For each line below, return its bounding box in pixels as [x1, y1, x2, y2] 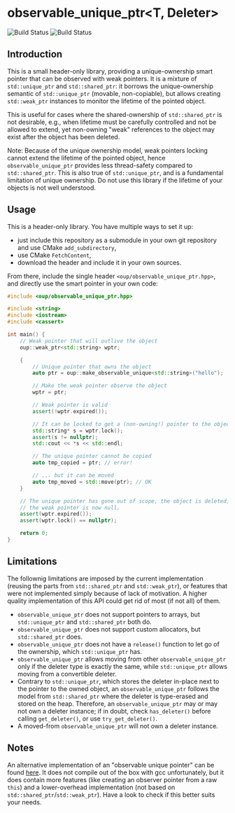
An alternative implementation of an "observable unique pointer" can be [7, 760, 215, 769]
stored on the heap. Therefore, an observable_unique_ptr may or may [17, 699, 218, 708]
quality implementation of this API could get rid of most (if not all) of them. [7, 597, 221, 605]
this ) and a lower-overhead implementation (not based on [7, 783, 176, 791]
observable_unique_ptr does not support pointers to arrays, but [17, 610, 201, 618]
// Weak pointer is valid [32, 401, 108, 409]
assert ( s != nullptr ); [32, 433, 99, 440]
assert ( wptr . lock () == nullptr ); [20, 517, 117, 524]
